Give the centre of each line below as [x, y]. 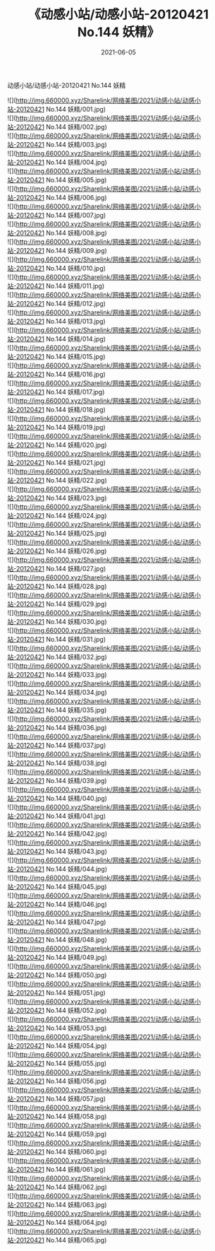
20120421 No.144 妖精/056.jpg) [61, 1081]
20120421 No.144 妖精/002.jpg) [62, 127]
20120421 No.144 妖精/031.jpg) [61, 639]
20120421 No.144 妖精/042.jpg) [62, 833]
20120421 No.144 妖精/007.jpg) [61, 215]
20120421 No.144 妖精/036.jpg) [61, 727]
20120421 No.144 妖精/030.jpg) [61, 621]
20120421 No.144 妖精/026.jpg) [61, 551]
